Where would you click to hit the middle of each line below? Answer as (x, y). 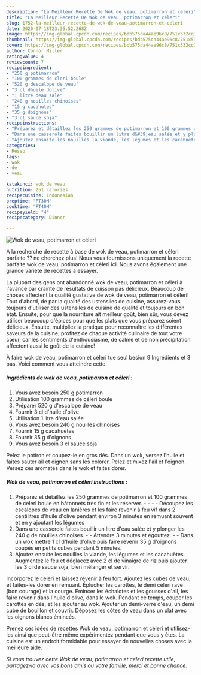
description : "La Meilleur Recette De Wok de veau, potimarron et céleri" (101, 12)
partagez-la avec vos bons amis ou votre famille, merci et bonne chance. (97, 665)
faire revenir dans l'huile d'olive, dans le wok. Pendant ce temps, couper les (99, 598)
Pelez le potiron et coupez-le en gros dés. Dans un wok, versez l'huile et (95, 456)
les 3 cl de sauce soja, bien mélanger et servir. (72, 567)
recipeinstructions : (32, 123)
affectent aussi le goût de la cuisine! (51, 346)
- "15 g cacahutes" (31, 106)
